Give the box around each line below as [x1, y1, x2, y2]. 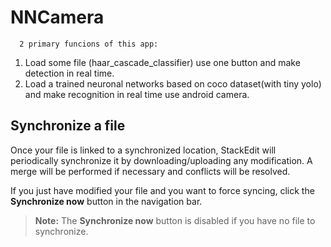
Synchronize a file [10, 117, 126, 135]
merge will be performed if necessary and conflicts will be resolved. [10, 165, 291, 177]
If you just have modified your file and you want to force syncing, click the [10, 184, 315, 196]
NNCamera [10, 6, 105, 29]
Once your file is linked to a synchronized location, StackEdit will [10, 144, 277, 156]
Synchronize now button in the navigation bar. [10, 195, 203, 207]
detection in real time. [24, 67, 115, 79]
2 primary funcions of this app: [19, 39, 159, 49]
